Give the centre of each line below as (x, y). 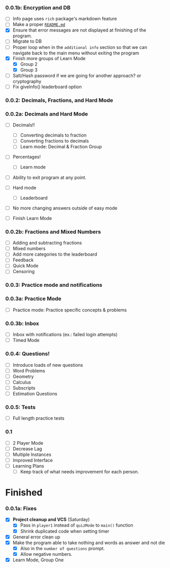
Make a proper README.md (39, 24)
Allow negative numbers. (46, 554)
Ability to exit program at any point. (49, 177)
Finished (24, 493)
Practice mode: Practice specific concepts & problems (70, 310)
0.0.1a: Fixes (21, 508)
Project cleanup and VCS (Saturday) (51, 520)
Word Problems (29, 370)
